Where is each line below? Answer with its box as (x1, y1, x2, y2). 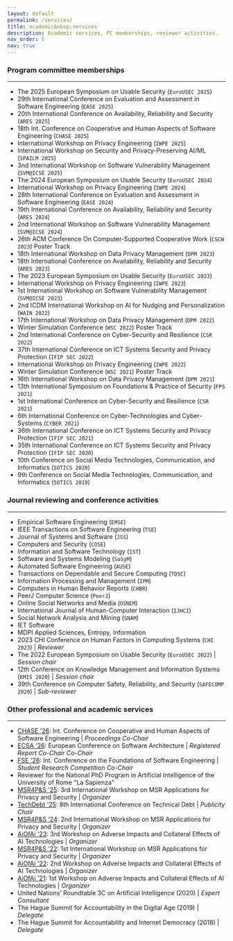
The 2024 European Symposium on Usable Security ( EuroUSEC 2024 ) (17, 176, 213, 184)
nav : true (7, 42, 36, 49)
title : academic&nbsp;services (7, 23, 98, 30)
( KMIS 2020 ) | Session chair (17, 672, 95, 680)
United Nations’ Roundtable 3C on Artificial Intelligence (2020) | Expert (17, 888, 221, 897)
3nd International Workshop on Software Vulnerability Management (17, 161, 210, 170)
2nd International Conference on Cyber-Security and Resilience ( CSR (17, 331, 213, 339)
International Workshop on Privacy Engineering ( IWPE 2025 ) (17, 139, 187, 148)
